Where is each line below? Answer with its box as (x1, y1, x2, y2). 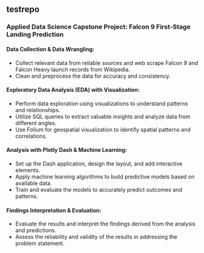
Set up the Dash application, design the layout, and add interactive (15, 160, 183, 167)
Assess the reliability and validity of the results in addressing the (15, 233, 178, 241)
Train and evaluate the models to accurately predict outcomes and (15, 186, 183, 193)
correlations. (15, 132, 48, 140)
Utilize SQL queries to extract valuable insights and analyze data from (15, 113, 191, 120)
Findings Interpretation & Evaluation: (6, 206, 102, 214)
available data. (15, 179, 52, 187)
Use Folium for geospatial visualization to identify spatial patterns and (15, 126, 191, 133)
